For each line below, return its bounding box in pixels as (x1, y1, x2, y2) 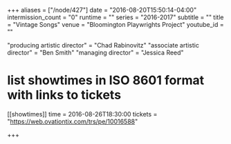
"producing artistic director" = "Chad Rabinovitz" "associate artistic (7, 41, 199, 49)
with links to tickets (7, 88, 122, 103)
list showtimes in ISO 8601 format (7, 72, 205, 88)
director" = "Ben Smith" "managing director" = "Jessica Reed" (7, 48, 185, 56)
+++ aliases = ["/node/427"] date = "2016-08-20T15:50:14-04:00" (7, 6, 197, 14)
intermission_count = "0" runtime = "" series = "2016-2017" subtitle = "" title (7, 13, 224, 21)
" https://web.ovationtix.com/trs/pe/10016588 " (7, 117, 138, 125)
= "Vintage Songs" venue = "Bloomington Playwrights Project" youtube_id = (7, 21, 224, 28)
